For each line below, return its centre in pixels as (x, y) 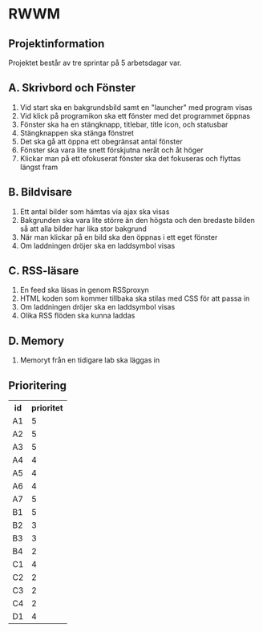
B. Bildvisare (40, 192)
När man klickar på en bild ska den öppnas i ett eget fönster (119, 237)
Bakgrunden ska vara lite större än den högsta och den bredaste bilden (137, 220)
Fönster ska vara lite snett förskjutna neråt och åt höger (111, 150)
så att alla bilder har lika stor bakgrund (83, 229)
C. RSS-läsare (44, 271)
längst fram (39, 167)
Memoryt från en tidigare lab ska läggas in (90, 360)
